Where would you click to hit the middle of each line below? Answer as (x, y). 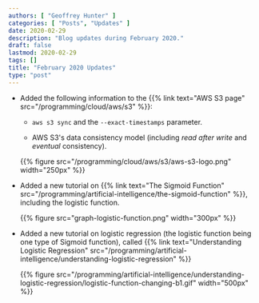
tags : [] (23, 61)
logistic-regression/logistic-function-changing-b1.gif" (108, 283)
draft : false (30, 46)
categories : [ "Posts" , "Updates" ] (69, 23)
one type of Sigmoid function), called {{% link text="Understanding (131, 241)
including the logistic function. (70, 202)
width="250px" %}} (52, 169)
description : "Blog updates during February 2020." (96, 38)
